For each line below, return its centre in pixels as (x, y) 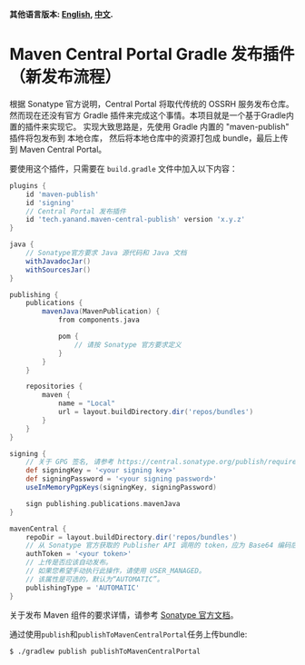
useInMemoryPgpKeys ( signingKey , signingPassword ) (122, 488)
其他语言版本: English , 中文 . (61, 14)
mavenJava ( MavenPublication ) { (101, 312)
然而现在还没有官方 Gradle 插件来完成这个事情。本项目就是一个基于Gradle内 (152, 115)
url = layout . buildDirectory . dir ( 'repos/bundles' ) (156, 412)
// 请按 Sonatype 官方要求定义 (128, 344)
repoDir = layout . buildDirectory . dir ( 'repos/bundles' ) (132, 537)
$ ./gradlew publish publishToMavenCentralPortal (105, 651)
